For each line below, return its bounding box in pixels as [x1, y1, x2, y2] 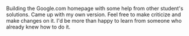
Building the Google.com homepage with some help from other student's [6, 5, 184, 12]
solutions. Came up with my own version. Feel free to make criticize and [6, 11, 181, 18]
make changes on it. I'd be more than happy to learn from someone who [6, 17, 182, 24]
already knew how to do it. [6, 23, 71, 30]
